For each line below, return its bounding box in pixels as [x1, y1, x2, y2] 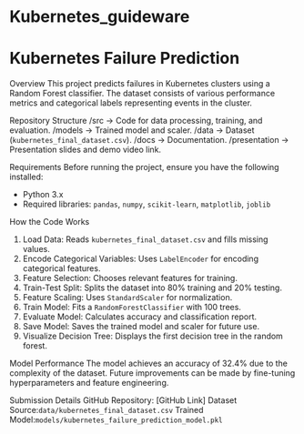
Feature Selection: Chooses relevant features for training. [22, 273, 238, 284]
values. [22, 244, 50, 255]
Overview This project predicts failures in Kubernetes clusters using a [9, 78, 270, 89]
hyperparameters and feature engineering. [9, 378, 169, 389]
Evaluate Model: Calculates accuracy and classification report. [22, 311, 258, 322]
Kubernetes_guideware [9, 6, 190, 27]
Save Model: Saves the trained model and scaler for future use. [22, 321, 260, 332]
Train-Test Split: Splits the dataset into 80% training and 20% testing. [22, 282, 282, 293]
